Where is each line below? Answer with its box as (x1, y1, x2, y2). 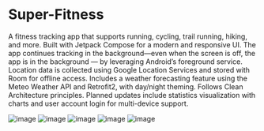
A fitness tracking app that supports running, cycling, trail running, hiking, (8, 32, 247, 41)
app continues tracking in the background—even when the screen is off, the (8, 48, 255, 58)
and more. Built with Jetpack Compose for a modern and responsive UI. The (8, 39, 257, 49)
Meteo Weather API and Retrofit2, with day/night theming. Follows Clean (8, 81, 243, 92)
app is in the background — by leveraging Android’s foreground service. (8, 57, 243, 66)
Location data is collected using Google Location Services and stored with (8, 65, 251, 74)
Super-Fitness (8, 6, 104, 24)
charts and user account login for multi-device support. (8, 99, 189, 108)
